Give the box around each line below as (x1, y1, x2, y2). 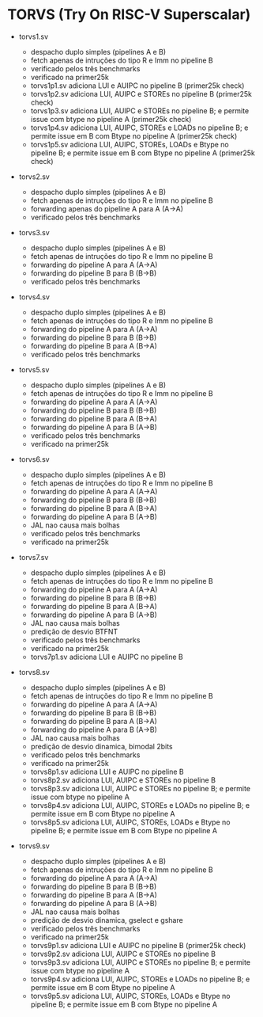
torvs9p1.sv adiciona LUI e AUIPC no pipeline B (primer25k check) (30, 940, 246, 950)
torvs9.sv (18, 841, 50, 851)
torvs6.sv (18, 454, 50, 464)
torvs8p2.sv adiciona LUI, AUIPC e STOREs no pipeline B (30, 775, 216, 785)
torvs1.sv (18, 32, 49, 41)
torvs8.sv (18, 667, 51, 676)
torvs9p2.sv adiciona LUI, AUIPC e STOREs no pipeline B (30, 949, 216, 958)
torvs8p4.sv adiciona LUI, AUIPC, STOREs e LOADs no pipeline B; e (30, 800, 250, 809)
